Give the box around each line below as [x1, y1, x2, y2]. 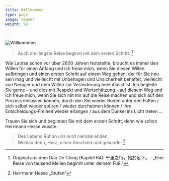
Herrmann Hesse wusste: [5, 123, 58, 129]
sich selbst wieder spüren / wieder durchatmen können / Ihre [5, 103, 132, 109]
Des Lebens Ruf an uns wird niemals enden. [17, 133, 109, 139]
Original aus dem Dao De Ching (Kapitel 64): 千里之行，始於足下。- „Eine [12, 154, 164, 160]
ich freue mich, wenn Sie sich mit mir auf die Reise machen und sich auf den [5, 92, 163, 98]
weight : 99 [5, 21, 28, 27]
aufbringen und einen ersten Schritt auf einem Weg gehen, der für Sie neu [5, 71, 159, 77]
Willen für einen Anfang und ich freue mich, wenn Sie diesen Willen [5, 65, 145, 71]
